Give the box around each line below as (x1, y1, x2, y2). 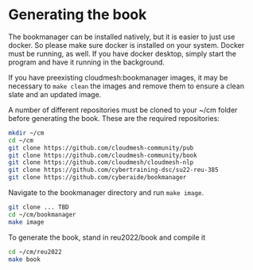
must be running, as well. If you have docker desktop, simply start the (8, 49, 237, 58)
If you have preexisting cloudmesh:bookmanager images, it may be (8, 72, 228, 82)
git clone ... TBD (8, 203, 69, 212)
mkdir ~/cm (8, 129, 45, 137)
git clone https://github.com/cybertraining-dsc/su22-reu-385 (8, 166, 219, 174)
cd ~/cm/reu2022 (8, 248, 62, 256)
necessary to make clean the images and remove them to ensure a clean (8, 81, 245, 91)
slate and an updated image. (8, 89, 102, 99)
